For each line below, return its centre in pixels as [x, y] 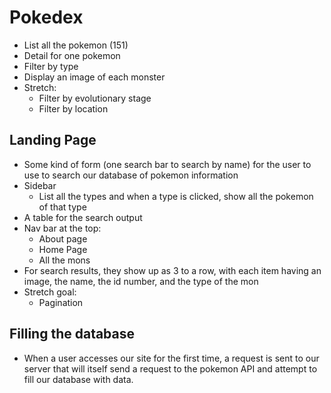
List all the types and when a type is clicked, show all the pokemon [176, 196]
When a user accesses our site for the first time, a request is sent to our [171, 358]
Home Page [63, 249]
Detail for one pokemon [72, 55]
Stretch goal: [50, 292]
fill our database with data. [78, 379]
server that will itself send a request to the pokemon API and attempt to [170, 368]
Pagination [61, 302]
